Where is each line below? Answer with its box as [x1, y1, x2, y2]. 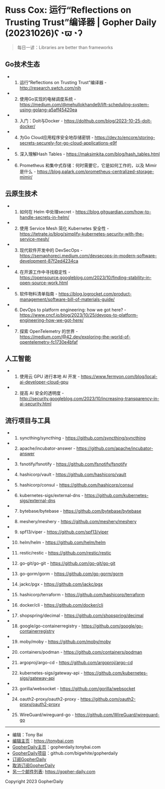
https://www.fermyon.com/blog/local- [81, 374, 158, 380]
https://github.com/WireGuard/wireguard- [75, 712, 160, 718]
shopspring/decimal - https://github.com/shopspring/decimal [19, 613, 144, 618]
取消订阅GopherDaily [12, 762, 55, 768]
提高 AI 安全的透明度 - [19, 390, 64, 396]
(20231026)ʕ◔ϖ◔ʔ [5, 28, 82, 39]
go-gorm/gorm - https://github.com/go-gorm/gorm [19, 571, 124, 577]
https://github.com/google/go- [81, 623, 143, 629]
